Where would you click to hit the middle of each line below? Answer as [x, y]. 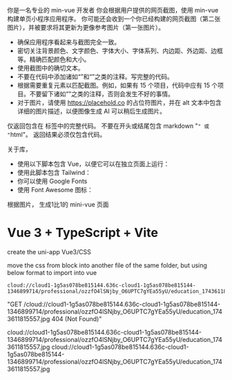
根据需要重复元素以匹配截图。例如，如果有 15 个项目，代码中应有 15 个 [117, 85]
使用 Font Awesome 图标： [55, 190]
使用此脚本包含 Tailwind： [54, 172]
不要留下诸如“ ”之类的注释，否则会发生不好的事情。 [102, 94]
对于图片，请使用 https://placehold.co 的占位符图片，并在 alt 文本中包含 [119, 103]
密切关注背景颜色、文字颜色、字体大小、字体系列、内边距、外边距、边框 [120, 51]
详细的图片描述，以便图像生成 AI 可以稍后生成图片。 [91, 111]
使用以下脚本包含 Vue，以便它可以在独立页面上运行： [93, 164]
